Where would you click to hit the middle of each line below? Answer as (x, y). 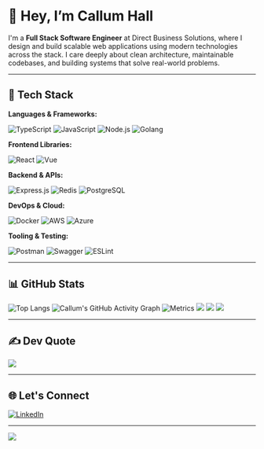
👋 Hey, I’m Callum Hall (81, 16)
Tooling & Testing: (38, 236)
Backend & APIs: (36, 175)
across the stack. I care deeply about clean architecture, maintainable (121, 54)
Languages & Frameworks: (53, 114)
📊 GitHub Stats (46, 284)
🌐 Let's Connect (49, 395)
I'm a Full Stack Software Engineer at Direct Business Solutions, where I (125, 38)
